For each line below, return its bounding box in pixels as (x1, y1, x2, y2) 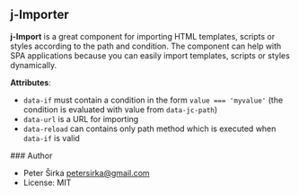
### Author (10, 150, 53, 161)
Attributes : (10, 76, 52, 88)
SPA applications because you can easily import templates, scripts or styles (10, 49, 290, 61)
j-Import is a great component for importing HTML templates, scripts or (10, 31, 276, 41)
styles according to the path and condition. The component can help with (10, 40, 282, 51)
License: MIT (22, 177, 72, 188)
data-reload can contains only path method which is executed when (22, 123, 277, 134)
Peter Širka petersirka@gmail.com (22, 167, 151, 178)
